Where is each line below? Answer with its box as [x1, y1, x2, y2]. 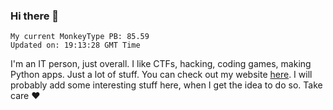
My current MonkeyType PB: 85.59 [10, 32, 150, 42]
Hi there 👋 [10, 9, 60, 23]
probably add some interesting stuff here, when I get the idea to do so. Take [10, 79, 323, 91]
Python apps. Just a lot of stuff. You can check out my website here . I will [10, 69, 313, 81]
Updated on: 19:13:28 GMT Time [10, 40, 141, 51]
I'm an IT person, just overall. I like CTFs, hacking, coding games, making [10, 58, 312, 70]
